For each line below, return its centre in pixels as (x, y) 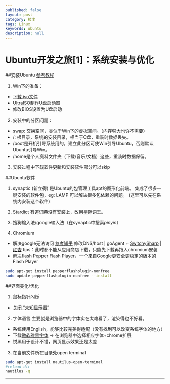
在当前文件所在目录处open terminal (49, 352)
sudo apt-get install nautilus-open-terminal (54, 362)
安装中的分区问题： (33, 120)
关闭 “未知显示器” (31, 308)
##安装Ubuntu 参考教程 (30, 75)
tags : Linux (18, 24)
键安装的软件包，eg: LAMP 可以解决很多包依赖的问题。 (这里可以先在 (84, 195)
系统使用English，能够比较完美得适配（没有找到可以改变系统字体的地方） (89, 329)
